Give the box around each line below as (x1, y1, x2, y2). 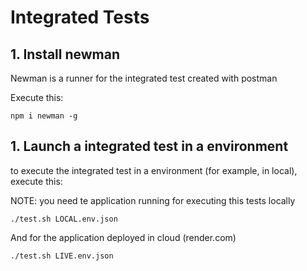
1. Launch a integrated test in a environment (10, 138, 289, 155)
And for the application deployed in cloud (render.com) (10, 231, 237, 243)
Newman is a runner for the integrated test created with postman (10, 72, 278, 84)
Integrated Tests (10, 6, 150, 29)
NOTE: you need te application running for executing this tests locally (10, 194, 296, 206)
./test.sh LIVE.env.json (10, 251, 114, 261)
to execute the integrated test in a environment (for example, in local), (10, 164, 298, 176)
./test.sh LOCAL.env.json (10, 214, 118, 224)
